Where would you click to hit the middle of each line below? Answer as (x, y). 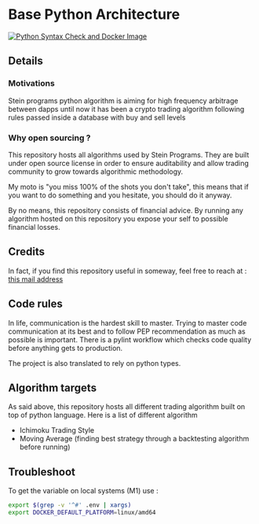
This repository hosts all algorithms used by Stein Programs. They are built (129, 154)
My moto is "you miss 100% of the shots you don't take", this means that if (128, 186)
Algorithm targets (52, 387)
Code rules (35, 304)
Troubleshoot (42, 472)
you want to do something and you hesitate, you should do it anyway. (120, 195)
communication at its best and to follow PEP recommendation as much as (127, 331)
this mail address (36, 279)
